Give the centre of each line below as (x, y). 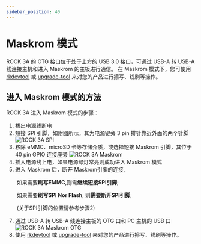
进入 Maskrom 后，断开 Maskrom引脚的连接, (70, 170)
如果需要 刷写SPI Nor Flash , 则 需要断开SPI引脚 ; (74, 195)
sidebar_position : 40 (33, 12)
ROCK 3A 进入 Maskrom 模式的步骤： (52, 113)
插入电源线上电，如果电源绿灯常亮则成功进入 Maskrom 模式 (88, 162)
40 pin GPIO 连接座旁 (41, 155)
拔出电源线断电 (33, 126)
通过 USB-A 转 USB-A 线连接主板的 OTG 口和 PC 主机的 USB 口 (93, 221)
